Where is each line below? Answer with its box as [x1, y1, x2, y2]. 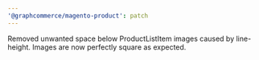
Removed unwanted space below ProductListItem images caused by [7, 34, 235, 43]
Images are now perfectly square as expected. [32, 42, 187, 52]
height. [7, 42, 31, 52]
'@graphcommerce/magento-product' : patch [7, 11, 149, 20]
